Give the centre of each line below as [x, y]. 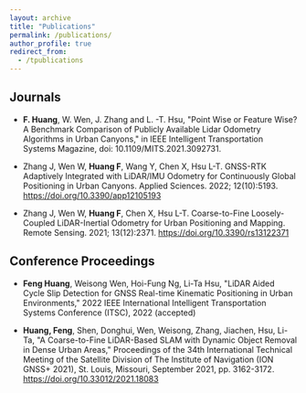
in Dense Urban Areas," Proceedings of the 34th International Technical [158, 349]
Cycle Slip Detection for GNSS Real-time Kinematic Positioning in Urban [158, 292]
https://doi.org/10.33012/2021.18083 [90, 378]
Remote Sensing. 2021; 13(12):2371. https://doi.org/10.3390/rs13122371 [156, 232]
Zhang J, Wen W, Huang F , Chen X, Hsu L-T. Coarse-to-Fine [136, 213]
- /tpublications [51, 60]
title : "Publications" [53, 27]
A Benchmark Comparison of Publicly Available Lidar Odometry [142, 129]
